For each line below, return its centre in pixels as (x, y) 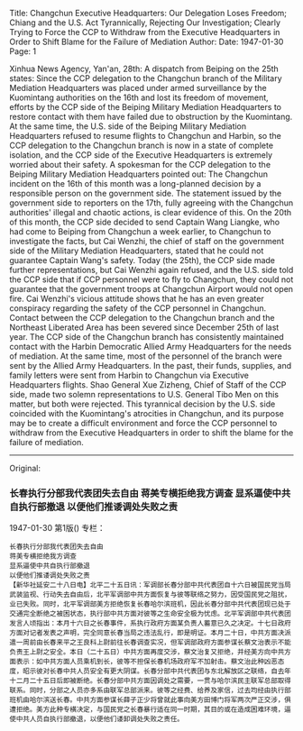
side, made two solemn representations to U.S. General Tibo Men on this (144, 394)
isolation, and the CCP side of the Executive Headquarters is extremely (141, 155)
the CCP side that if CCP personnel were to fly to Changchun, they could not (151, 279)
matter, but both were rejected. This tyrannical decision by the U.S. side (142, 404)
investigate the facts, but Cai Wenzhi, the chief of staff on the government (147, 241)
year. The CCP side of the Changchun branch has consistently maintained (147, 337)
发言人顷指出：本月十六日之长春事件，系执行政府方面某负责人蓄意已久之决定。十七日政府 (150, 624)
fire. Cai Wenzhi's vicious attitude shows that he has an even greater (137, 298)
